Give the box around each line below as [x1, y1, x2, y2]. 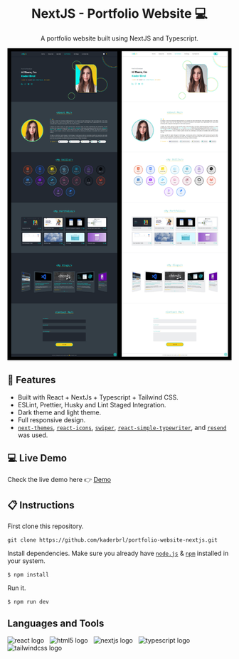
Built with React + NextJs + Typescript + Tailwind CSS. [17, 392, 179, 402]
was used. [17, 431, 48, 439]
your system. [7, 556, 46, 565]
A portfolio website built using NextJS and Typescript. [40, 33, 199, 43]
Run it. [7, 584, 26, 592]
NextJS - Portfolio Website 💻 [31, 6, 208, 22]
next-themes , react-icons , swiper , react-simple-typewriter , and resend [17, 423, 227, 432]
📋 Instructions [7, 499, 75, 512]
